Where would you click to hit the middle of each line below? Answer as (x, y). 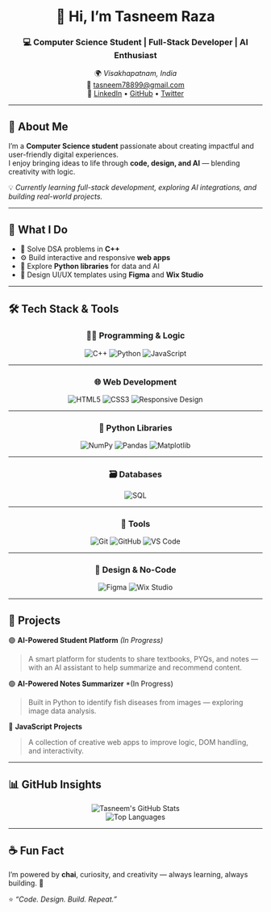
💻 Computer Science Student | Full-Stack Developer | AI (135, 42)
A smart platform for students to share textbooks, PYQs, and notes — (143, 659)
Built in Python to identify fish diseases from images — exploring (135, 703)
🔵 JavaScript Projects (46, 727)
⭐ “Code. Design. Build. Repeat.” (63, 899)
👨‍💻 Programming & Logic (135, 336)
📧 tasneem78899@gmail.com (135, 85)
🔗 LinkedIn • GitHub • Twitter (135, 94)
